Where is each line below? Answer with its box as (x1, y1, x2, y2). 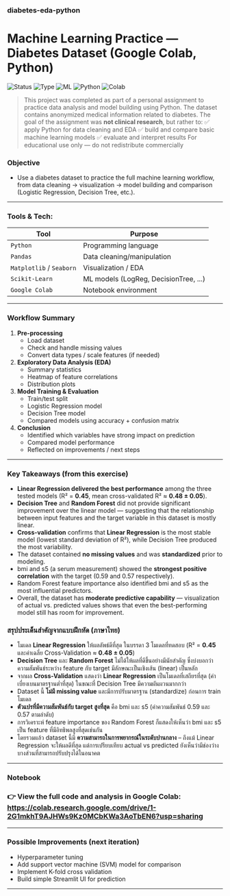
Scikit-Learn (10, 275, 53, 283)
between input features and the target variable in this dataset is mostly (16, 513, 217, 522)
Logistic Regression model (27, 402, 103, 410)
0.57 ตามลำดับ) (16, 710, 55, 718)
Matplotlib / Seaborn (10, 263, 77, 273)
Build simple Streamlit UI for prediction (16, 875, 126, 883)
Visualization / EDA (83, 263, 144, 273)
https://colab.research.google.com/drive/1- (7, 803, 157, 812)
